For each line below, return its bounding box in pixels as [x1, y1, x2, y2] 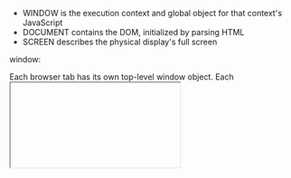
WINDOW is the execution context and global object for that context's [22, 8, 283, 18]
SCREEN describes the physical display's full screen [22, 36, 218, 47]
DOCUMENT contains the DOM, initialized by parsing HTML [22, 27, 245, 37]
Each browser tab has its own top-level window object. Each [9, 71, 234, 82]
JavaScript [22, 17, 63, 28]
